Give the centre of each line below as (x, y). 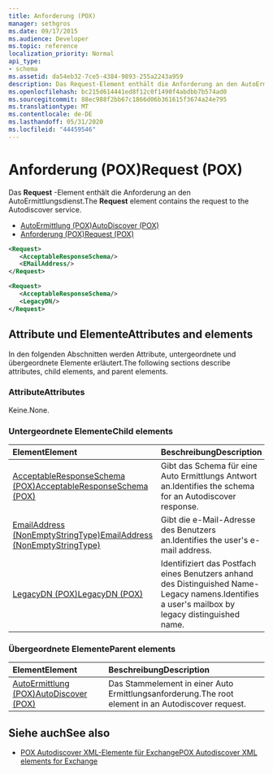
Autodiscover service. (45, 209)
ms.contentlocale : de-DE (50, 115)
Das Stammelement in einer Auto (171, 684)
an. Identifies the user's (205, 540)
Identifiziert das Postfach (209, 564)
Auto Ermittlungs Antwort (209, 476)
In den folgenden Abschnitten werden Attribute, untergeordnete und (122, 354)
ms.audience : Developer (49, 39)
